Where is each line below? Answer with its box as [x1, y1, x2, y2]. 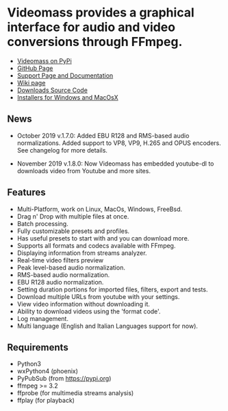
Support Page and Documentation [16, 71, 114, 80]
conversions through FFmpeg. [7, 34, 183, 49]
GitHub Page [16, 64, 53, 72]
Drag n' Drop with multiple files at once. [16, 212, 129, 221]
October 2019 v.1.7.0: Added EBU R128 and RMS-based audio [16, 131, 190, 140]
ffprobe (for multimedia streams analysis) [16, 389, 134, 397]
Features [7, 187, 46, 199]
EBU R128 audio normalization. [16, 278, 104, 286]
